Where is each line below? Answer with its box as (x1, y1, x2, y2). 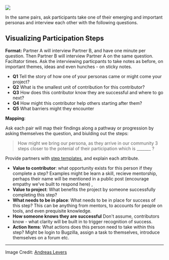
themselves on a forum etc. (12, 234, 69, 240)
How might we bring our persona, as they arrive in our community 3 (17, 140, 158, 146)
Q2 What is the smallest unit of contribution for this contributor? (12, 84, 145, 90)
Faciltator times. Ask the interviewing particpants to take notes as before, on (5, 58, 163, 64)
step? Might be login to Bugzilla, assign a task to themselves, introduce (12, 229, 160, 235)
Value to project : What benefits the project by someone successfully (12, 186, 156, 192)
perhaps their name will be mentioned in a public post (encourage (12, 175, 149, 181)
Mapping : (5, 115, 26, 121)
